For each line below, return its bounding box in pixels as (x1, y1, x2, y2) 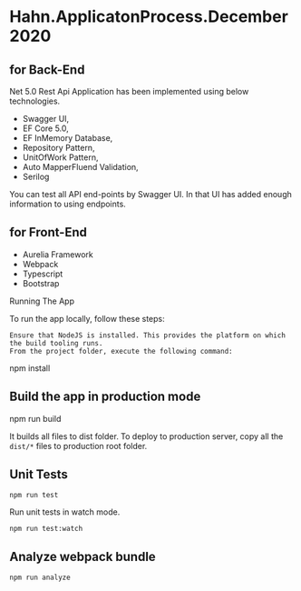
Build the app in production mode (9, 389, 201, 405)
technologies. (9, 95, 61, 106)
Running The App (9, 295, 75, 306)
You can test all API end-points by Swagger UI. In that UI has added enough (9, 189, 293, 199)
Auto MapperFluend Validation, (22, 162, 139, 172)
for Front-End (9, 225, 88, 240)
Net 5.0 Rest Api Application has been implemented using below (9, 86, 249, 96)
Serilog (22, 171, 50, 182)
